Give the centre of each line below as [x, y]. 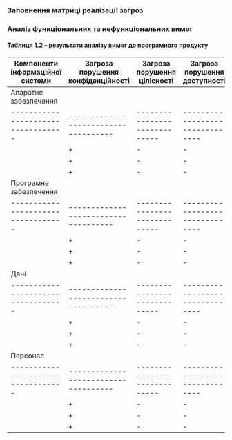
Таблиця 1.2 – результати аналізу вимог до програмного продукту [108, 45]
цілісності [156, 81]
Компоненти [36, 64]
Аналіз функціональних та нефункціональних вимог [100, 28]
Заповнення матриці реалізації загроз [75, 10]
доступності [204, 81]
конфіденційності [99, 81]
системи [36, 81]
